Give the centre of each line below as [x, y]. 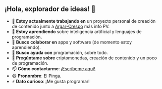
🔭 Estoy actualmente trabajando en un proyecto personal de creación [84, 21]
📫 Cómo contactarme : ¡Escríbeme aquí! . [54, 68]
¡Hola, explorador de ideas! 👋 [50, 9]
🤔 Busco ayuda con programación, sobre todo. [60, 52]
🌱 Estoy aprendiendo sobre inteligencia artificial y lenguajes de [77, 31]
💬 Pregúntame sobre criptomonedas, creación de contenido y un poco [84, 58]
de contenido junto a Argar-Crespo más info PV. [61, 26]
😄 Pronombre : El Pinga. [36, 76]
